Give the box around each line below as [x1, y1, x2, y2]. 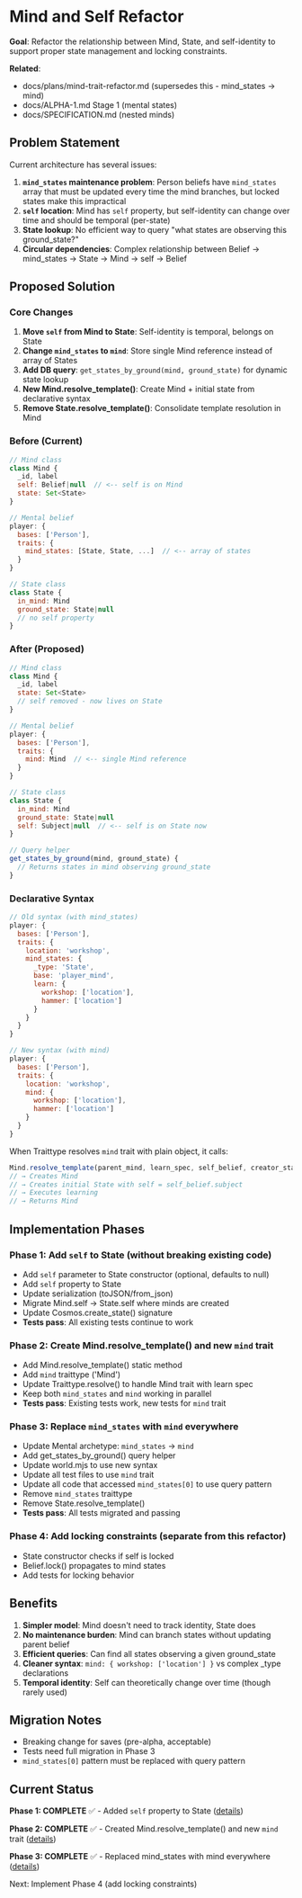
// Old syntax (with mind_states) [9, 913, 139, 922]
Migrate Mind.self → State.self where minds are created [22, 1297, 229, 1308]
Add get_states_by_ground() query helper [22, 1450, 176, 1461]
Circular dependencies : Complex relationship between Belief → [22, 243, 261, 254]
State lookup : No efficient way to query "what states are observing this [22, 224, 288, 235]
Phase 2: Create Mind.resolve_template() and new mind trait [9, 1338, 274, 1351]
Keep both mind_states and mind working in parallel [22, 1388, 212, 1400]
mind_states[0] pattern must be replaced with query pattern [22, 1756, 245, 1767]
